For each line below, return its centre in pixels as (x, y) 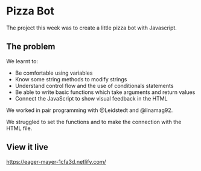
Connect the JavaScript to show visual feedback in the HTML (91, 98)
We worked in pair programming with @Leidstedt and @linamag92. (90, 110)
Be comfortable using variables (54, 73)
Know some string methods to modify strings (71, 79)
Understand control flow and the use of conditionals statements (94, 85)
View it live (27, 147)
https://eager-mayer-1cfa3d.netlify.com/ (56, 161)
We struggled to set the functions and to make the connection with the (94, 122)
